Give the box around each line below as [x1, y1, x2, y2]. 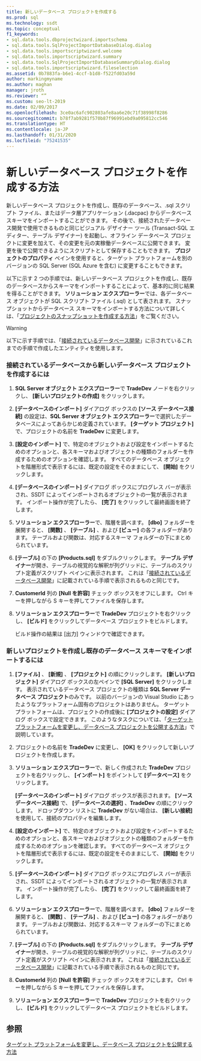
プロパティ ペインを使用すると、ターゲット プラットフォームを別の [26, 254, 193, 261]
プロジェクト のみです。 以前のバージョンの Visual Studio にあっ [37, 693, 194, 701]
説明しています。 [14, 731, 57, 738]
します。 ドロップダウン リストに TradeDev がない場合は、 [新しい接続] [14, 807, 193, 814]
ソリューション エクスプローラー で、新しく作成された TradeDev [14, 764, 174, 771]
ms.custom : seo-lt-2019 [6, 98, 66, 104]
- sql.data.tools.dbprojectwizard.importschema [6, 37, 128, 43]
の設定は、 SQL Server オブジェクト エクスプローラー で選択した [23, 412, 182, 419]
